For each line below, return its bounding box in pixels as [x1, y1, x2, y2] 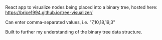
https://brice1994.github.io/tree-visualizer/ [5, 9, 93, 15]
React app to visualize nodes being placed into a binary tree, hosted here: [5, 4, 157, 10]
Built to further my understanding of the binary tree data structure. [5, 29, 142, 34]
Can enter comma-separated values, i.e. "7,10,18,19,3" [5, 19, 115, 25]
